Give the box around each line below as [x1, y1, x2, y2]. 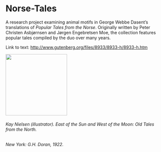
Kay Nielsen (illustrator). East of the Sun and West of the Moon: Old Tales [5, 121, 154, 127]
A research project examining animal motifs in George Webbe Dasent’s [5, 19, 149, 25]
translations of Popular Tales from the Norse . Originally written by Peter [5, 24, 151, 30]
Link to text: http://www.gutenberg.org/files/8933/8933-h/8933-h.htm [5, 44, 148, 50]
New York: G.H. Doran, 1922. [5, 142, 64, 148]
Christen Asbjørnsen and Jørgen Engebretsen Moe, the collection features [5, 29, 156, 35]
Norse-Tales [5, 3, 57, 14]
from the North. [5, 126, 37, 132]
